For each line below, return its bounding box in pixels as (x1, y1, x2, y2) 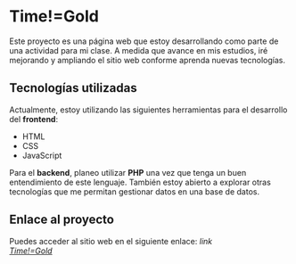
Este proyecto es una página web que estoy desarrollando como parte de (9, 36, 279, 46)
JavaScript (21, 150, 62, 161)
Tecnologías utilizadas (9, 80, 137, 95)
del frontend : (9, 113, 59, 124)
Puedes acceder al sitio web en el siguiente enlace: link (9, 235, 213, 246)
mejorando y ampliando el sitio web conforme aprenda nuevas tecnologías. (9, 54, 285, 65)
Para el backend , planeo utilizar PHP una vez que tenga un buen (9, 167, 247, 177)
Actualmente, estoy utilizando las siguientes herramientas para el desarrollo (9, 104, 288, 115)
